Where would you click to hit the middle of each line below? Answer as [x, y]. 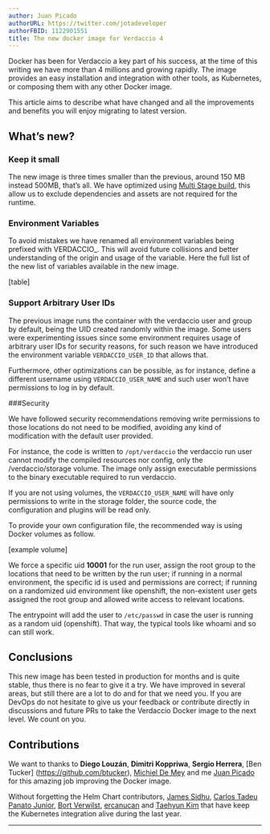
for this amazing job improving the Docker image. [90, 781]
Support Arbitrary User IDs [61, 303]
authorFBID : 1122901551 [48, 31]
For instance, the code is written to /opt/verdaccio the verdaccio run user [131, 451]
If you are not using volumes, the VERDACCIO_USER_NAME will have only [121, 493]
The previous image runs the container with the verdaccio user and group [130, 320]
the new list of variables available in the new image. [94, 266]
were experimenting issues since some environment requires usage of [125, 337]
